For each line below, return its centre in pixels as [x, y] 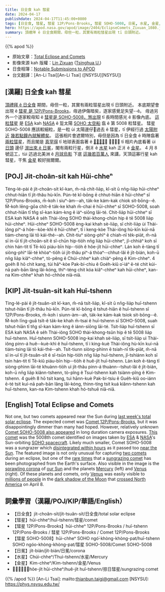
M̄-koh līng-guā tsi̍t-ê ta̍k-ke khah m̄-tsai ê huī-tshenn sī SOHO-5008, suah [81, 321]
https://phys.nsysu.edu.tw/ [32, 584]
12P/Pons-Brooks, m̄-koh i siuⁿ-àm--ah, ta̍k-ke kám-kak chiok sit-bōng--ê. [81, 200]
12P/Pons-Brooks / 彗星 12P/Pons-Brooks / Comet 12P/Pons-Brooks [81, 532]
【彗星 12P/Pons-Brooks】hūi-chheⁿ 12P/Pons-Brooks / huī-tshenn [80, 526]
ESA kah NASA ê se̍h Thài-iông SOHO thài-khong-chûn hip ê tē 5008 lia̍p [79, 218]
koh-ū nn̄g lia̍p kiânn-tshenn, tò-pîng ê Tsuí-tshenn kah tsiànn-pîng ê [75, 373]
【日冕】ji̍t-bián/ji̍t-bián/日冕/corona [49, 551]
